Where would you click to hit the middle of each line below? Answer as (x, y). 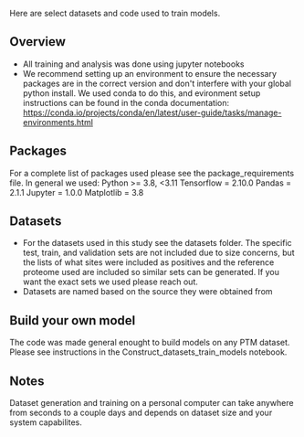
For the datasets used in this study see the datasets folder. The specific (157, 243)
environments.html (58, 122)
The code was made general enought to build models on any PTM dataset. (150, 343)
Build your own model (73, 320)
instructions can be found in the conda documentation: (126, 102)
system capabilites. (46, 422)
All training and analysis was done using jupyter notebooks (133, 64)
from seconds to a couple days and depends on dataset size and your (141, 413)
